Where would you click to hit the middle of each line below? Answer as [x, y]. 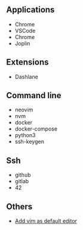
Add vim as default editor [46, 221]
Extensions [27, 62]
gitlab [22, 181]
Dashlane [27, 77]
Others [19, 206]
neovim [24, 110]
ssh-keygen [30, 142]
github [23, 175]
